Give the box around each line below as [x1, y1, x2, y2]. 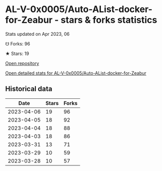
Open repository [5, 60, 39, 66]
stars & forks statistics [60, 14, 157, 26]
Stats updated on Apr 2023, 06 [5, 31, 70, 37]
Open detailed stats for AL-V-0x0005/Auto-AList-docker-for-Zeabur [5, 70, 146, 76]
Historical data [5, 85, 52, 93]
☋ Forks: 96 [5, 40, 30, 46]
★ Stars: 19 [5, 50, 29, 56]
